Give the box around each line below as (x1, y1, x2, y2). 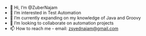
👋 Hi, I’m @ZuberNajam (9, 5, 58, 10)
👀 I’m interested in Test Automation (9, 10, 82, 16)
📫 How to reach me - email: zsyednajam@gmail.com (9, 26, 119, 31)
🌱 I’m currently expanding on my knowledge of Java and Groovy (9, 15, 141, 20)
